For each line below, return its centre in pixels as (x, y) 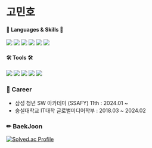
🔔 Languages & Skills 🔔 (35, 29)
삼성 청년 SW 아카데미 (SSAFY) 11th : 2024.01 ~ (71, 103)
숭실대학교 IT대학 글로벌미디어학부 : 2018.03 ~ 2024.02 (80, 110)
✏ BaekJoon (24, 126)
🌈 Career (19, 89)
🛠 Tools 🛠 (20, 57)
